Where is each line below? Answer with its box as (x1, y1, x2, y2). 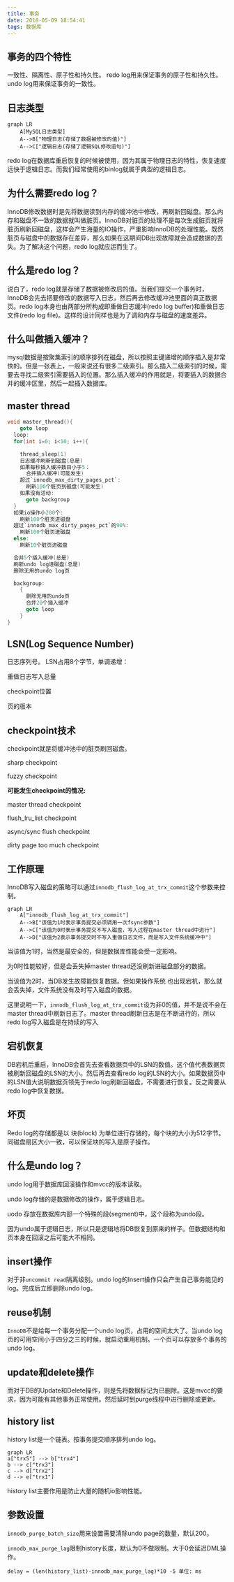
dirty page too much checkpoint (7, 841, 100, 849)
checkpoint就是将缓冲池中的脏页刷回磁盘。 (7, 745, 131, 753)
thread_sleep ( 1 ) (19, 450, 68, 458)
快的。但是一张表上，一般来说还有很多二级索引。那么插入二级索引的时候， (7, 361, 221, 371)
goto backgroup (25, 496, 70, 503)
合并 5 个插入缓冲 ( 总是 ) (13, 554, 70, 561)
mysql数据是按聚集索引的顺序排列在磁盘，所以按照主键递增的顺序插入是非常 (7, 353, 226, 361)
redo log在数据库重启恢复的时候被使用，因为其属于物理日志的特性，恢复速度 (7, 157, 226, 164)
